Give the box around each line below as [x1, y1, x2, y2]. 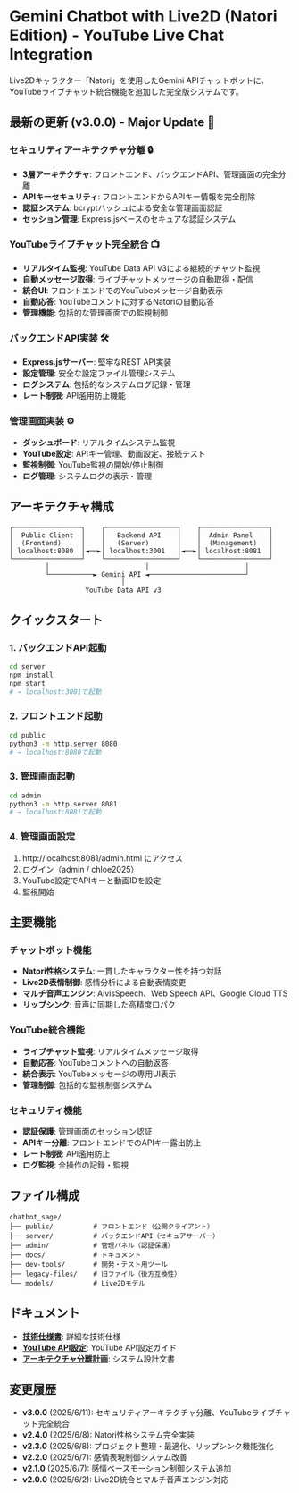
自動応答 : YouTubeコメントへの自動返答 [21, 1057, 170, 1067]
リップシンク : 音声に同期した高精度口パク [21, 1000, 176, 1010]
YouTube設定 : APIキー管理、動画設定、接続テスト [21, 448, 206, 459]
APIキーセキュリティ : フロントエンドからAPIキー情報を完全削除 [21, 190, 256, 202]
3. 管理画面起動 [9, 771, 76, 783]
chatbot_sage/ [9, 1212, 62, 1221]
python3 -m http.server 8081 [9, 799, 118, 808]
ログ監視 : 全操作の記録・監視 [21, 1160, 129, 1170]
